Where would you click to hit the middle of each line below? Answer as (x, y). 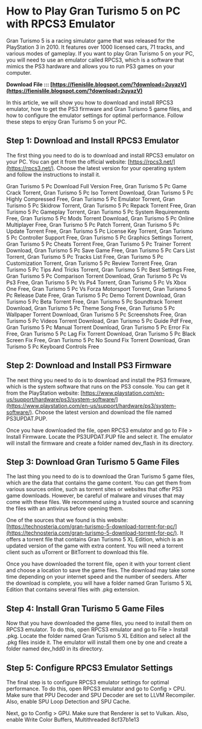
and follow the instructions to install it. (53, 174)
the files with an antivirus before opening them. (65, 509)
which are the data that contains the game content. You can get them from (99, 483)
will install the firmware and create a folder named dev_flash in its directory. (100, 443)
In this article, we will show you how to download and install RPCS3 (90, 102)
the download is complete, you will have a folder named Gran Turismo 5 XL (99, 583)
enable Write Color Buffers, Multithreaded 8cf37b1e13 (73, 720)
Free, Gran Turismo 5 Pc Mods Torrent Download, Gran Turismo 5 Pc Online (100, 218)
